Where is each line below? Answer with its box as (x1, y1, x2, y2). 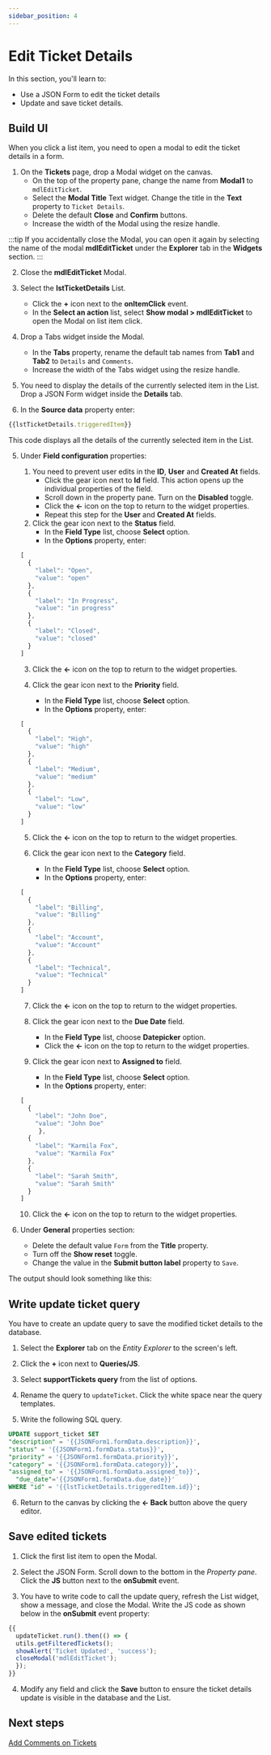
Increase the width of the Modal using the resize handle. (32, 219, 220, 229)
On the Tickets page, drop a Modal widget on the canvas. (19, 167, 213, 177)
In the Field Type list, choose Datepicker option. (44, 1032, 206, 1042)
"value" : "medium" (35, 772, 97, 781)
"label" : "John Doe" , (35, 1112, 108, 1120)
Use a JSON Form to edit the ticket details (19, 89, 160, 99)
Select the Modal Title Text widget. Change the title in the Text (32, 193, 243, 203)
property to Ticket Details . (32, 202, 125, 212)
